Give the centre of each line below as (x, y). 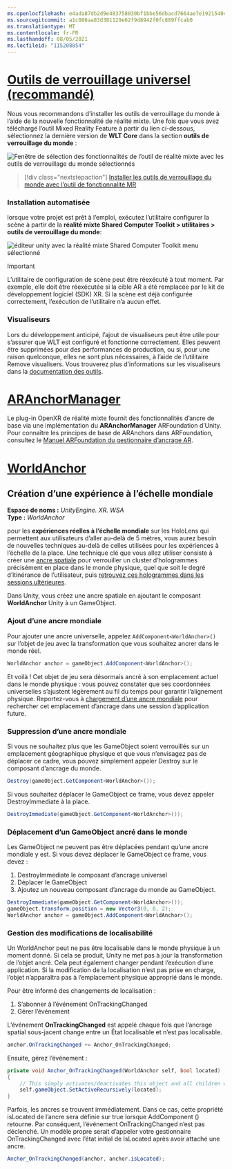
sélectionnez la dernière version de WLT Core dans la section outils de (108, 135)
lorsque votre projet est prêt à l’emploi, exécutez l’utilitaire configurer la (108, 218)
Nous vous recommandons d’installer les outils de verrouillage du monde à (113, 113)
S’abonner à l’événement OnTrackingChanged (82, 1004)
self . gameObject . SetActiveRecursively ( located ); (91, 1090)
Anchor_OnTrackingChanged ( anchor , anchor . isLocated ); (86, 1159)
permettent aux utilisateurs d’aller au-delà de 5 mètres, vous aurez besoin (112, 538)
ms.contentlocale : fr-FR (43, 33)
